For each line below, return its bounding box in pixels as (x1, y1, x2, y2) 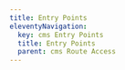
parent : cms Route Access (17, 47, 117, 56)
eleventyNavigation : (9, 22, 89, 31)
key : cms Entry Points (17, 30, 104, 39)
